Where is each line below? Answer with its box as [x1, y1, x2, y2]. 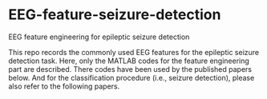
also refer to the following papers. [8, 81, 120, 91]
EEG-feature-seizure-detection [8, 6, 221, 24]
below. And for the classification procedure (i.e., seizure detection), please [8, 73, 255, 82]
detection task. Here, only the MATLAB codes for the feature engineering [8, 56, 250, 65]
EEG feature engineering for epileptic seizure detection [8, 32, 190, 42]
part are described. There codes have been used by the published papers [8, 64, 253, 73]
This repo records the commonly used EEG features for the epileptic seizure [8, 47, 259, 57]
